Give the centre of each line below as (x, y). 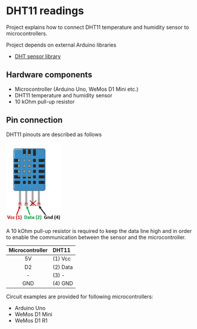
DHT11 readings (45, 11)
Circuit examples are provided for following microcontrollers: (80, 297)
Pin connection (35, 120)
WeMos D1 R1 (31, 320)
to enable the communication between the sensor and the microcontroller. (96, 237)
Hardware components (49, 75)
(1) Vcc (62, 259)
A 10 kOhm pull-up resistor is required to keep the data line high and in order (99, 231)
